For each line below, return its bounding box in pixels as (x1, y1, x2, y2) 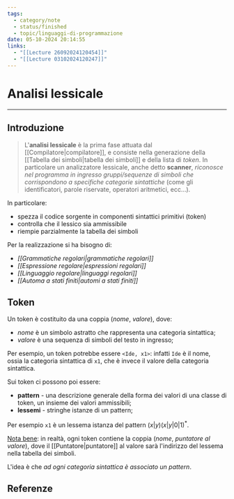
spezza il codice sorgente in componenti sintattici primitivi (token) (17, 212, 207, 221)
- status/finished (13, 23, 68, 30)
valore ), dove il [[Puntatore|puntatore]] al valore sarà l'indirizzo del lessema (7, 441, 224, 450)
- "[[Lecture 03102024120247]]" (13, 56, 108, 63)
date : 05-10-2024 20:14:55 (7, 36, 86, 43)
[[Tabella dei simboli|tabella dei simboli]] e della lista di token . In (24, 155, 208, 164)
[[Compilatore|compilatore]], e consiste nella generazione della (24, 148, 205, 156)
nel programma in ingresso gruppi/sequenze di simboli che (24, 170, 194, 179)
